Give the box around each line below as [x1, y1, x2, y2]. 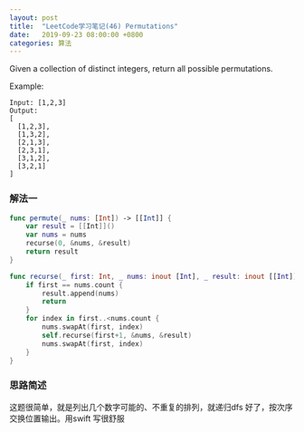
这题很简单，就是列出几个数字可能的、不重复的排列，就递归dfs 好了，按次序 [9, 401, 293, 412]
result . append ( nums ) [42, 289, 119, 298]
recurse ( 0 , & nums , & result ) [25, 239, 131, 248]
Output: [9, 106, 39, 116]
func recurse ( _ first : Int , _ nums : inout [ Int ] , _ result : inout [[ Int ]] [9, 272, 298, 281]
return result [25, 247, 79, 256]
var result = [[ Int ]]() [25, 222, 116, 231]
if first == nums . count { [25, 280, 124, 290]
